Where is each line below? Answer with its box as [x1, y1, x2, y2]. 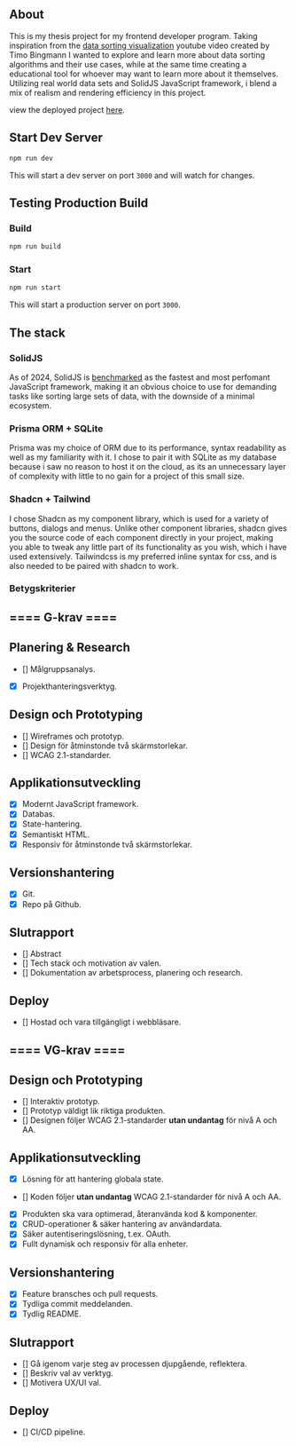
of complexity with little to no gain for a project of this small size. [9, 470, 245, 482]
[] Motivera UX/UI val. [21, 1378, 102, 1388]
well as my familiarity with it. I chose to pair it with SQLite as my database [9, 452, 277, 462]
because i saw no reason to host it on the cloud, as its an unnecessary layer [9, 462, 286, 472]
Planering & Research [9, 640, 130, 655]
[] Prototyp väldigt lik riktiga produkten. [21, 1105, 166, 1117]
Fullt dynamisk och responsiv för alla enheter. [21, 1238, 189, 1250]
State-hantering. [21, 818, 82, 829]
